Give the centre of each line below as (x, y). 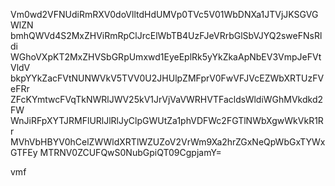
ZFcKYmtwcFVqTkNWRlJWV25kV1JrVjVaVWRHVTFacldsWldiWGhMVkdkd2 (167, 99)
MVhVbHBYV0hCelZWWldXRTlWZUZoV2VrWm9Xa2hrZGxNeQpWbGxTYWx (168, 142)
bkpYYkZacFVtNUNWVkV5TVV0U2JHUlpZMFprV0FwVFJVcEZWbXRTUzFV (167, 78)
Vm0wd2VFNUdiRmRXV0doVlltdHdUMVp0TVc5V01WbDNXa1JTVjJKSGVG (164, 14)
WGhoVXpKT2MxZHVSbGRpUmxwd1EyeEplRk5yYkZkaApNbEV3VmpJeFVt (166, 57)
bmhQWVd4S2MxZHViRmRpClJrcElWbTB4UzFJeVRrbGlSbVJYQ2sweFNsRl (166, 35)
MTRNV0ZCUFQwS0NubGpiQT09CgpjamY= (130, 152)
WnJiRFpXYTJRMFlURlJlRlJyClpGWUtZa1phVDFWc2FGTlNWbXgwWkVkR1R (167, 120)
